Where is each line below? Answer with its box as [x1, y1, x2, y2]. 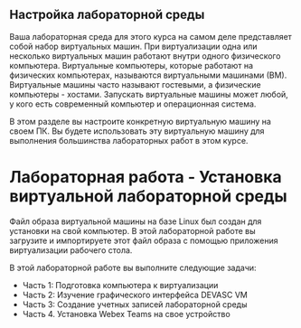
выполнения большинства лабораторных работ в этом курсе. [9, 135, 249, 145]
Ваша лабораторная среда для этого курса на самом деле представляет [9, 31, 292, 42]
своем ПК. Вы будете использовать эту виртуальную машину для [9, 126, 265, 136]
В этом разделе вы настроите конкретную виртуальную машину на [9, 116, 271, 127]
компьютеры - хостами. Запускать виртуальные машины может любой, [9, 89, 289, 99]
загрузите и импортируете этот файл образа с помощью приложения [9, 235, 278, 246]
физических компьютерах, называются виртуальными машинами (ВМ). [9, 70, 287, 80]
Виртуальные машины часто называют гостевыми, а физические [9, 79, 261, 89]
